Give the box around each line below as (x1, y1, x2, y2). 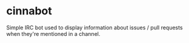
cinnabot (6, 4, 53, 18)
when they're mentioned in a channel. (6, 30, 101, 37)
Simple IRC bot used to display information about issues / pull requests (6, 24, 183, 31)
